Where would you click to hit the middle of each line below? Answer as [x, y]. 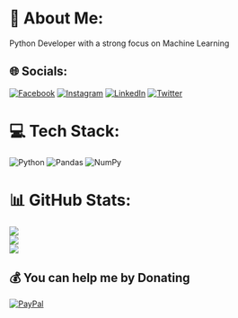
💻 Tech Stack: [65, 131]
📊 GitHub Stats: [71, 200]
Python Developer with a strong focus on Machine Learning [119, 43]
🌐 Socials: [39, 71]
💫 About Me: [57, 18]
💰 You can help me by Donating [100, 278]
